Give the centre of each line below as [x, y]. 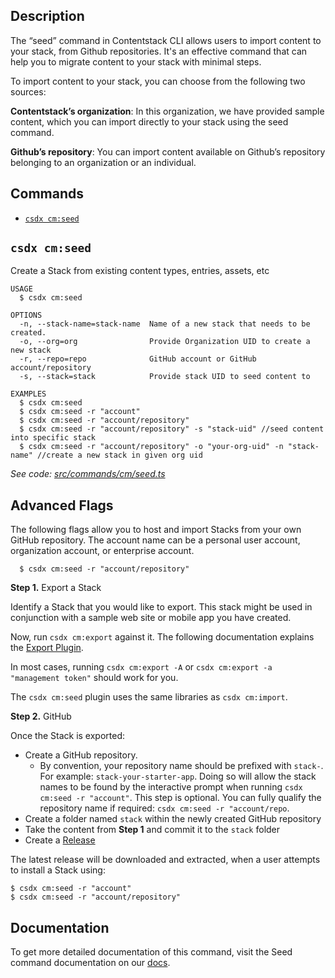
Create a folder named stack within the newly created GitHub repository [173, 819]
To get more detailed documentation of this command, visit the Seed [151, 952]
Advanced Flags [62, 505]
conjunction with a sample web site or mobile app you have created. [151, 618]
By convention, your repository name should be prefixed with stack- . [181, 766]
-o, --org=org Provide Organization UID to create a [165, 342]
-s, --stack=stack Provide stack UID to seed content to [165, 377]
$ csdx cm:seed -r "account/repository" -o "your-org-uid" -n [151, 447]
